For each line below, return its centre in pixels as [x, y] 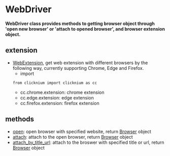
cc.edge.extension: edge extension [57, 97]
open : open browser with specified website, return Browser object [82, 132]
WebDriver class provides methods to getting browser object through [80, 23]
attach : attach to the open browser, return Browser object [73, 137]
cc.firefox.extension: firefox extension [60, 103]
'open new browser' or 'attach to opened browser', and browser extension [85, 29]
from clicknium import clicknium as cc [55, 83]
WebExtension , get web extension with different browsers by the [80, 63]
